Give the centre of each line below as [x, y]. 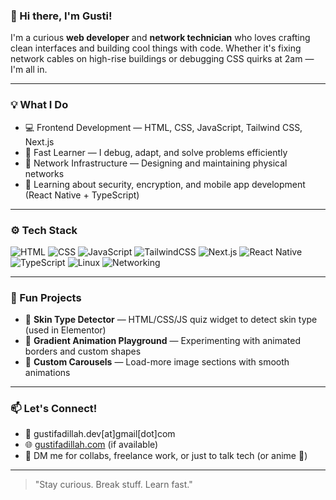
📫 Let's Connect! [54, 409]
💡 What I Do [39, 105]
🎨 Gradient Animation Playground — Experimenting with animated [162, 341]
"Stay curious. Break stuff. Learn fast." [113, 485]
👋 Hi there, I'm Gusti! [61, 16]
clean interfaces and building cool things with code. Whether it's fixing [156, 48]
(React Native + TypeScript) [82, 195]
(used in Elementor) [65, 330]
